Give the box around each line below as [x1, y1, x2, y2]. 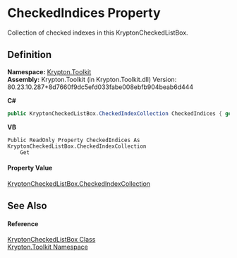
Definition [7, 49, 51, 61]
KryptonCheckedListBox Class [7, 235, 96, 244]
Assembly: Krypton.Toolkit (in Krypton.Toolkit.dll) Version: [7, 75, 177, 83]
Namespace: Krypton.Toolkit [7, 67, 92, 76]
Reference [7, 219, 39, 228]
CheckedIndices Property [7, 5, 161, 21]
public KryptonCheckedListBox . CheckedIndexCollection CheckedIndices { [7, 110, 222, 117]
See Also [7, 200, 47, 212]
